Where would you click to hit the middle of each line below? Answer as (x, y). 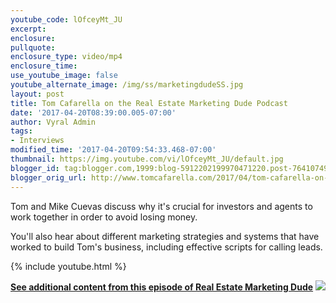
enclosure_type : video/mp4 (66, 57)
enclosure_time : (44, 66)
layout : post (37, 94)
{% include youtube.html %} (68, 266)
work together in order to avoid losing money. (104, 217)
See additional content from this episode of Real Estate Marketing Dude (162, 287)
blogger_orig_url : (48, 177)
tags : (21, 131)
